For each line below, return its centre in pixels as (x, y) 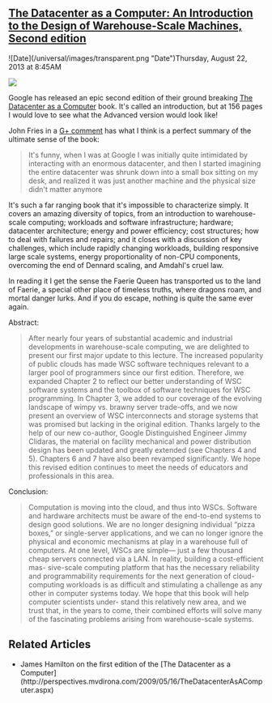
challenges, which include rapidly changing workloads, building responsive (134, 248)
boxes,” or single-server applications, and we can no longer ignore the (146, 533)
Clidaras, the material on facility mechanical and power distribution (140, 441)
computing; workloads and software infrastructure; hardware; (131, 222)
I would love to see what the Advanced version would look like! (113, 115)
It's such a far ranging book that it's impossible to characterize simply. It (129, 205)
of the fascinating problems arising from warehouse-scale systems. (141, 619)
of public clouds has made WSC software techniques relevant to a (138, 364)
